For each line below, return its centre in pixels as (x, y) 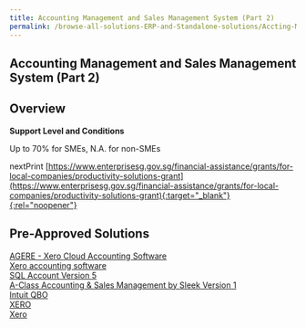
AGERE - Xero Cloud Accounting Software (88, 256)
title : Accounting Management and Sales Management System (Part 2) (142, 18)
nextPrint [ (29, 166)
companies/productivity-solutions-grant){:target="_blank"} (120, 195)
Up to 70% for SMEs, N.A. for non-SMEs (85, 148)
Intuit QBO (29, 294)
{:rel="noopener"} (43, 205)
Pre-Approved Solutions (80, 234)
